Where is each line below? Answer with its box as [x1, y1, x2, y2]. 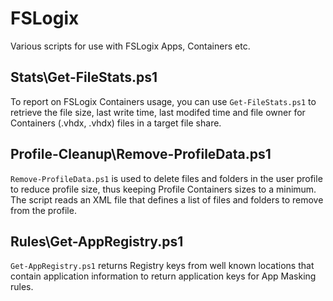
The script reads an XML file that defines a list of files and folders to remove [10, 193, 324, 206]
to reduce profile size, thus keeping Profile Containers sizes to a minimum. [10, 183, 317, 195]
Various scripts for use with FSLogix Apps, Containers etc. [10, 40, 251, 52]
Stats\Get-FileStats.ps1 [10, 69, 158, 86]
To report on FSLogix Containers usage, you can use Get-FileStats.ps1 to [10, 95, 317, 107]
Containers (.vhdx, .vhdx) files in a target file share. [10, 117, 222, 129]
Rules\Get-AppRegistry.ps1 [10, 233, 184, 250]
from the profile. [10, 204, 77, 216]
